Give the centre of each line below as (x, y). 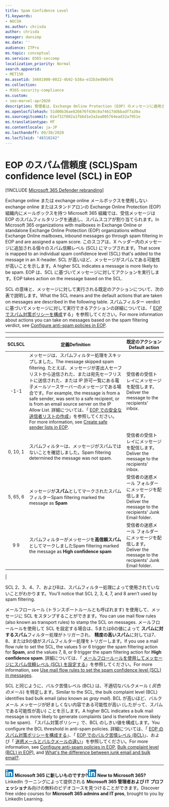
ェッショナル (18, 788)
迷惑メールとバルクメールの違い (48, 741)
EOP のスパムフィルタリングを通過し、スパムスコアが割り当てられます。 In (82, 219)
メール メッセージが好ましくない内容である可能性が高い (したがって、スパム (84, 704)
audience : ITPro (22, 48)
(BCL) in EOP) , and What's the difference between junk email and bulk (78, 752)
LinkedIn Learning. (24, 799)
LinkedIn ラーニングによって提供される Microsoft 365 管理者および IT (77, 781)
